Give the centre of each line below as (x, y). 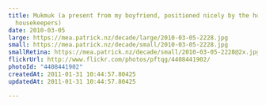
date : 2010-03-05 (37, 30)
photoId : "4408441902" (46, 67)
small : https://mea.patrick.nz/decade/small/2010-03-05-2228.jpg (118, 45)
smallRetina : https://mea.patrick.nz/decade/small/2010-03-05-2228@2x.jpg (134, 52)
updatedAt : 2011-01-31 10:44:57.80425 (72, 81)
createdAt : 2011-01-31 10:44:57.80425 (72, 74)
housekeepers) (38, 23)
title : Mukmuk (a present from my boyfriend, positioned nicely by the (129, 15)
